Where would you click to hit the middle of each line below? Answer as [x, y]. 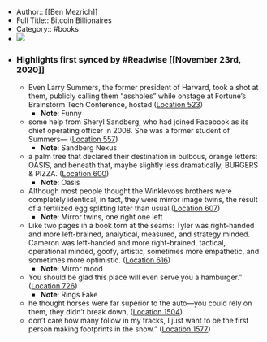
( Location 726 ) [53, 286]
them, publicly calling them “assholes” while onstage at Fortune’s [137, 96]
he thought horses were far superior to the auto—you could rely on [140, 303]
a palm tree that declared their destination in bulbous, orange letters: [143, 157]
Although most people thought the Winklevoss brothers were [130, 191]
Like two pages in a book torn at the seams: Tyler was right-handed [141, 226]
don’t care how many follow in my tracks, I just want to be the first [138, 321]
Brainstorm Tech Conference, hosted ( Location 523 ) [115, 105]
